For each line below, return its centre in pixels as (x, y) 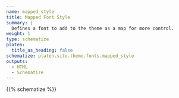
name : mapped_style (30, 12)
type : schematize (28, 39)
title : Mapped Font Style (38, 17)
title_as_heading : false (42, 50)
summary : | (20, 23)
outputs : (17, 61)
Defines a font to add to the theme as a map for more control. (93, 28)
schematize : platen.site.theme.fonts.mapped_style (70, 56)
